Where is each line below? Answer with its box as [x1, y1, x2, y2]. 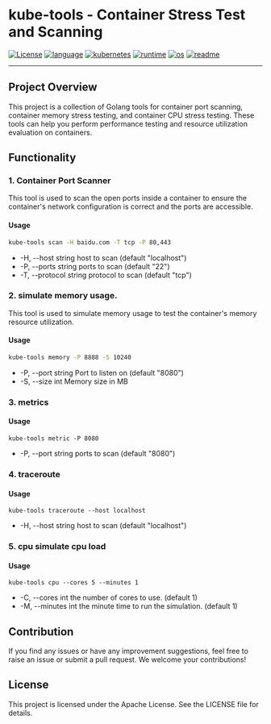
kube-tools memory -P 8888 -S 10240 [8, 353, 131, 362]
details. [8, 708, 33, 718]
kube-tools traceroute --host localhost [8, 506, 147, 515]
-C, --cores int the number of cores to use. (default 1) [19, 593, 198, 602]
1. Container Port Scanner [8, 175, 111, 186]
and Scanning [8, 23, 103, 41]
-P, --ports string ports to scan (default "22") [19, 261, 170, 271]
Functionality [8, 151, 77, 164]
